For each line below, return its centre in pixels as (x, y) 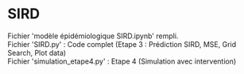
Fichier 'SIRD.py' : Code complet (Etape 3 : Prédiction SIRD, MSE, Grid (122, 44)
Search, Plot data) (37, 53)
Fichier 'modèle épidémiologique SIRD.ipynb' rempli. (93, 36)
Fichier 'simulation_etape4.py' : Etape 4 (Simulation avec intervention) (122, 61)
